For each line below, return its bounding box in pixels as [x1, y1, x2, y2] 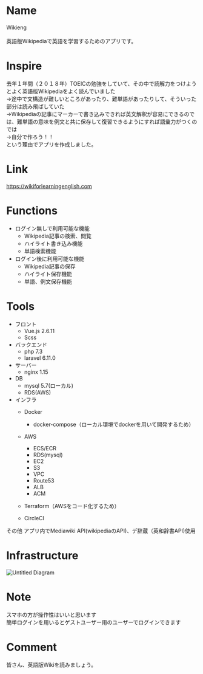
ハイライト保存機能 [24, 270, 73, 277]
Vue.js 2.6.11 [24, 327, 55, 334]
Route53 [33, 476, 55, 484]
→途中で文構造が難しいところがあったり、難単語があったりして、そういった [6, 95, 197, 102]
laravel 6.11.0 [24, 354, 56, 362]
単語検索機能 [24, 247, 56, 255]
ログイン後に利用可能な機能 [15, 255, 85, 262]
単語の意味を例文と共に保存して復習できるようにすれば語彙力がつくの [22, 118, 198, 125]
